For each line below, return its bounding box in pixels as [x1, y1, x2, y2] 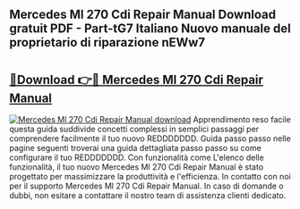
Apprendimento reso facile [193, 114, 291, 124]
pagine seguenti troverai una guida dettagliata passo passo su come [9, 143, 261, 153]
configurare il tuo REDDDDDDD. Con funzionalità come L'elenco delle [9, 152, 264, 163]
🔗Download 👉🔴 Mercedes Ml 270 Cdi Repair [9, 71, 264, 88]
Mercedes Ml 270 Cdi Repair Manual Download [9, 7, 276, 22]
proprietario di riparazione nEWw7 [9, 35, 206, 50]
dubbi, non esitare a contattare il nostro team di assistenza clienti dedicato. [9, 190, 287, 200]
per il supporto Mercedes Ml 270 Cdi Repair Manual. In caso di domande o [9, 180, 284, 191]
